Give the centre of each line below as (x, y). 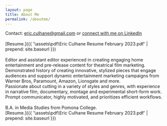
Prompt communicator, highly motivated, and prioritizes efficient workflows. (84, 97)
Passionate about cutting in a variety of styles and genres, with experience (83, 86)
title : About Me (22, 14)
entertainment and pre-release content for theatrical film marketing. (75, 65)
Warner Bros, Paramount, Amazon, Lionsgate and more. (63, 81)
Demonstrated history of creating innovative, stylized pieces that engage (81, 70)
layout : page (19, 10)
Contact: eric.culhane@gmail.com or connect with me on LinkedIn (74, 33)
